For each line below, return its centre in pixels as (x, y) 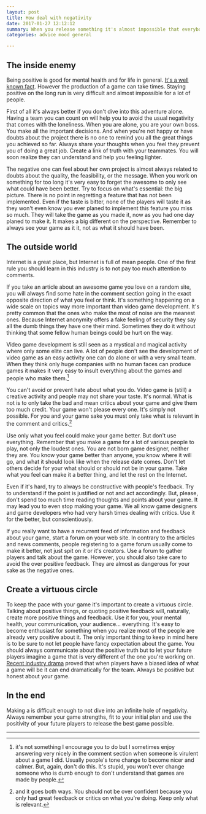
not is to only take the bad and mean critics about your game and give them (102, 403)
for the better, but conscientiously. (50, 519)
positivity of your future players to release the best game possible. (90, 723)
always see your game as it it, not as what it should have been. (86, 227)
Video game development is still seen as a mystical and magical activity (97, 344)
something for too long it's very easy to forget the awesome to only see (97, 182)
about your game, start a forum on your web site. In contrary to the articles (101, 538)
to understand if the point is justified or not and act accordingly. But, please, (102, 493)
